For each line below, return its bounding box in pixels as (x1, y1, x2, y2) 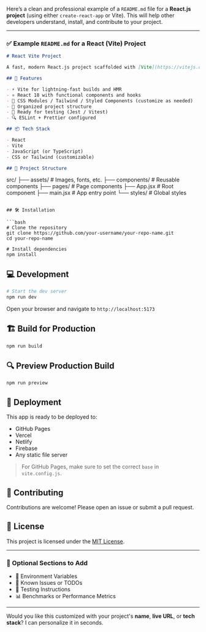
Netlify (15, 438, 32, 446)
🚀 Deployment (6, 397, 61, 407)
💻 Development (6, 269, 69, 280)
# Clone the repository (6, 225, 67, 231)
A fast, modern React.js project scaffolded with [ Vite (6, 64, 152, 70)
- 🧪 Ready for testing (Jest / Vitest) (6, 109, 109, 115)
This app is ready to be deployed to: (6, 413, 97, 421)
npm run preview (6, 380, 48, 386)
